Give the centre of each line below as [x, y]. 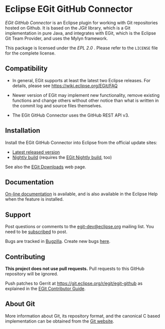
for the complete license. [30, 53]
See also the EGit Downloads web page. [46, 167]
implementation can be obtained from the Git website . [60, 321]
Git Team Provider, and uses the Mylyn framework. [57, 38]
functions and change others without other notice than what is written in [85, 100]
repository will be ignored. [32, 274]
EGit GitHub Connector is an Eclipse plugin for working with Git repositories [82, 23]
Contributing [25, 257]
